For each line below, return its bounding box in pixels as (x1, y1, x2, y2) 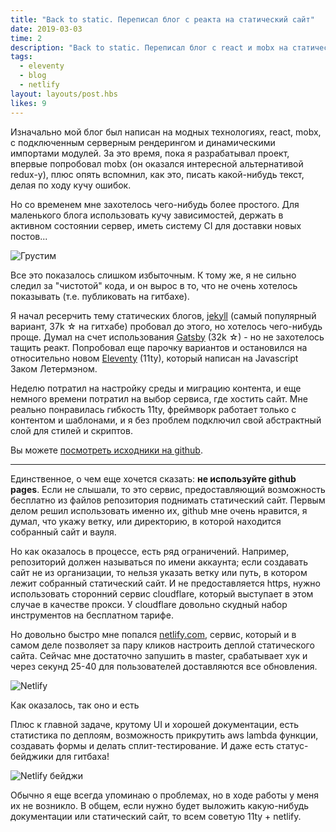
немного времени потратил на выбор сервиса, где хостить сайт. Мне (10, 392, 308, 405)
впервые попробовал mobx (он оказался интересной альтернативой (10, 157, 304, 170)
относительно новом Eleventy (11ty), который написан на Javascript (10, 352, 299, 364)
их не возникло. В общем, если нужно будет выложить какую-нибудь (10, 799, 310, 811)
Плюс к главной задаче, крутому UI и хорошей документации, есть (10, 718, 300, 730)
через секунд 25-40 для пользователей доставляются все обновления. (10, 660, 318, 672)
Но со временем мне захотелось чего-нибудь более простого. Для (10, 198, 300, 210)
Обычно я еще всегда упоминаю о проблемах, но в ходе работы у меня (10, 789, 320, 801)
